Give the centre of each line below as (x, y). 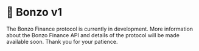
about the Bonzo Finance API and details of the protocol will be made (93, 35)
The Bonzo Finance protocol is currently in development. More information (100, 29)
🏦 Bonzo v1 (34, 12)
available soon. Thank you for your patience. (62, 41)
